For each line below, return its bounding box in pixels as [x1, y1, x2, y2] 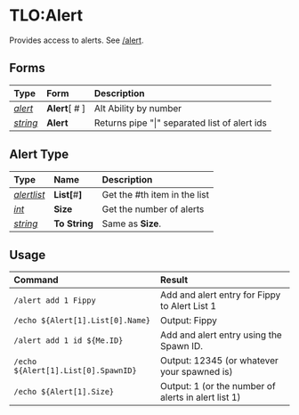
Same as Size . [101, 217, 162, 230]
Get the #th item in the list [101, 188, 209, 200]
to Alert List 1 [159, 300, 216, 313]
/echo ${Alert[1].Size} [13, 387, 115, 397]
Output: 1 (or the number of [159, 380, 276, 393]
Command [13, 273, 60, 286]
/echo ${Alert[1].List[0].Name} [13, 315, 151, 326]
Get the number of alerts [101, 202, 205, 215]
